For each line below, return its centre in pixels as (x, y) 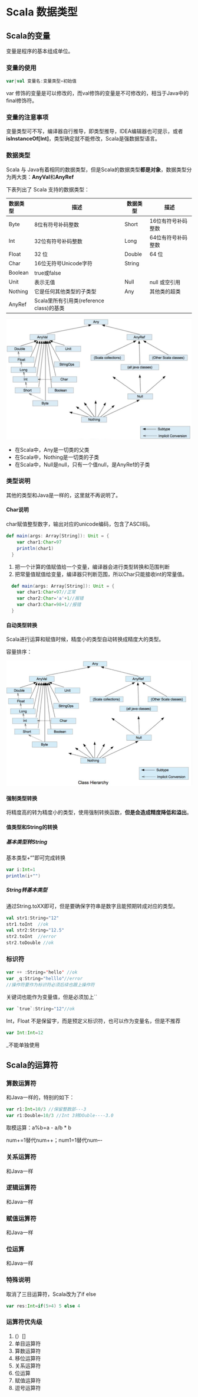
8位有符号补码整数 (57, 224)
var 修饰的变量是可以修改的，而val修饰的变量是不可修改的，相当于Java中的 (98, 93)
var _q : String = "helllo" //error (44, 979)
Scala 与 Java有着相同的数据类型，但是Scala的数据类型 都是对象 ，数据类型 (96, 170)
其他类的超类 (165, 292)
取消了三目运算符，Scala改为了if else (51, 1294)
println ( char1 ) (35, 548)
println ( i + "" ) (24, 876)
